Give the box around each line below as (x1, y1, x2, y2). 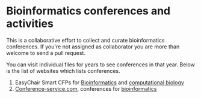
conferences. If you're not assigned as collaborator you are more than (6, 43, 180, 50)
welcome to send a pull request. (6, 49, 86, 56)
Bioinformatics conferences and (6, 4, 170, 18)
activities (6, 17, 54, 30)
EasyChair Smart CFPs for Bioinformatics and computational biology (14, 79, 185, 86)
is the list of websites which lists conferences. (6, 67, 120, 74)
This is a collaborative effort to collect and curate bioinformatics (6, 36, 165, 44)
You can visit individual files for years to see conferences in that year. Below (6, 61, 196, 68)
